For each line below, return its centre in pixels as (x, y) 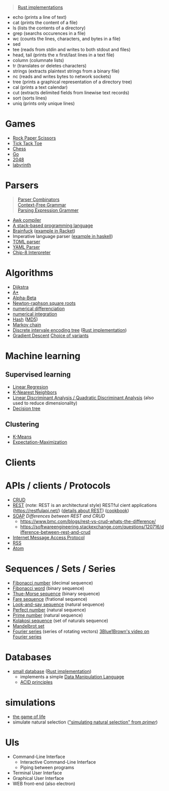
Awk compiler (27, 220)
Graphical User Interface (38, 778)
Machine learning (43, 356)
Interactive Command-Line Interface (58, 762)
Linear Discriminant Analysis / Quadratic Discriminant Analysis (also (83, 397)
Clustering (22, 424)
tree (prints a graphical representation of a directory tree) (72, 82)
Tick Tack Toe (27, 143)
